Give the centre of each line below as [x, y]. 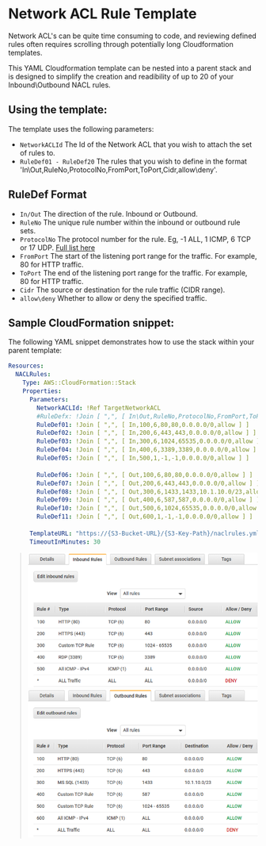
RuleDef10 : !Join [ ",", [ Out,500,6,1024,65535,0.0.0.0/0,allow [147, 509]
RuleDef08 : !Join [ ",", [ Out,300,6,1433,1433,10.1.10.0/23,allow [150, 492]
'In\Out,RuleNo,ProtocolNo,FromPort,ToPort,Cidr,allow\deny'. [118, 169]
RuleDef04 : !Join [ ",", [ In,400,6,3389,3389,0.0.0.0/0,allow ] [147, 450]
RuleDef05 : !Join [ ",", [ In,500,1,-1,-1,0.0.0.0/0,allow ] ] [143, 458]
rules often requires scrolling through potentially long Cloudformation [121, 44]
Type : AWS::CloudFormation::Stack [79, 383]
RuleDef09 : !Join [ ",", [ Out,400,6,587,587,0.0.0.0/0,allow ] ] [148, 500]
